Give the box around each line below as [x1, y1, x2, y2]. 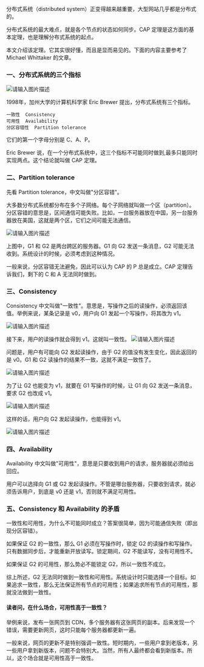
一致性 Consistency [6, 112, 56, 118]
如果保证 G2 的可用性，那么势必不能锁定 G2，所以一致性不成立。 [6, 561, 169, 568]
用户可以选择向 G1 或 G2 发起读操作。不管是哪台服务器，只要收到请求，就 [6, 480, 191, 488]
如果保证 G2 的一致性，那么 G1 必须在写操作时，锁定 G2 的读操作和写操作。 [6, 540, 195, 547]
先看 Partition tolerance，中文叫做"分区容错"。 [6, 188, 123, 196]
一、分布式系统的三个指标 [6, 71, 81, 79]
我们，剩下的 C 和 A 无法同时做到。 [11, 270, 100, 278]
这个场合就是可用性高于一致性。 [16, 654, 97, 662]
